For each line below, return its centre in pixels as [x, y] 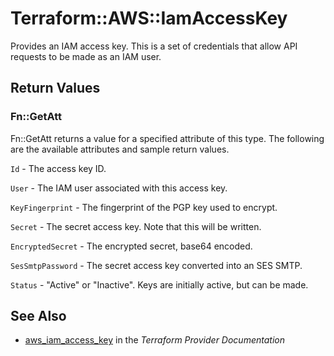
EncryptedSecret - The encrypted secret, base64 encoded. [131, 246]
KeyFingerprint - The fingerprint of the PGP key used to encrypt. [144, 207]
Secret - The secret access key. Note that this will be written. [136, 226]
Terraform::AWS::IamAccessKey [149, 18]
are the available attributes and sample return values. [120, 149]
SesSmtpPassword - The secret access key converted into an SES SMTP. [156, 265]
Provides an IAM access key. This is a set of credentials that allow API [154, 46]
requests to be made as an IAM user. [86, 56]
